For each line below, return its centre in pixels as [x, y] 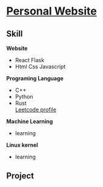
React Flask [29, 60]
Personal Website [51, 11]
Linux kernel [22, 145]
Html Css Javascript [40, 66]
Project [20, 176]
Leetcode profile [35, 110]
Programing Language [35, 78]
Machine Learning [30, 121]
